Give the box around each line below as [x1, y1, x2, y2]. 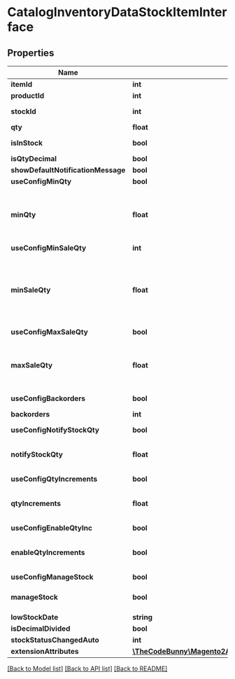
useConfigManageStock [10, 572, 94, 582]
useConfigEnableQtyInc [10, 523, 93, 533]
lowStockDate [10, 612, 59, 622]
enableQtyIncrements [10, 547, 85, 557]
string [132, 612, 152, 622]
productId [10, 91, 44, 100]
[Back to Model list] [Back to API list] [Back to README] [7, 664, 168, 673]
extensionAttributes [10, 647, 79, 656]
